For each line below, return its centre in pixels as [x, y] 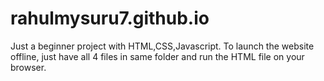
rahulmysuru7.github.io [110, 18]
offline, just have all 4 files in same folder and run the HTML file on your [157, 56]
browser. [28, 67]
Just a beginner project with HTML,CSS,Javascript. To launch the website [162, 46]
